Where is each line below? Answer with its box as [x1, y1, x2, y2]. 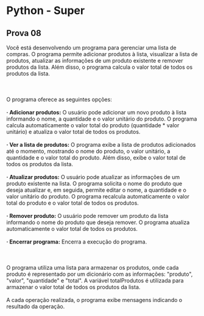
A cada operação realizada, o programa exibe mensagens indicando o [6, 297, 183, 303]
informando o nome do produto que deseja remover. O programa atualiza [6, 219, 190, 226]
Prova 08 [6, 28, 41, 38]
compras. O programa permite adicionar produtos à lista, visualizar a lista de [6, 51, 198, 58]
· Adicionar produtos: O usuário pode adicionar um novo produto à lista [6, 109, 187, 116]
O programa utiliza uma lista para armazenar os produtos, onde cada [6, 264, 179, 271]
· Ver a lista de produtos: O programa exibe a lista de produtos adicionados [6, 141, 196, 148]
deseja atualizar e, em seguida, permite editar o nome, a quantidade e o [6, 186, 187, 194]
